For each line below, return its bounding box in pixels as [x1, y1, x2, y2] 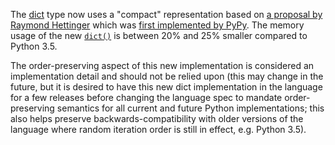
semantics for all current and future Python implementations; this [56, 102, 325, 114]
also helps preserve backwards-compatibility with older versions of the [10, 113, 304, 124]
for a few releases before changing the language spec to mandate [10, 92, 283, 103]
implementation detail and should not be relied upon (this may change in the [10, 70, 324, 82]
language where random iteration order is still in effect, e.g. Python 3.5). [10, 124, 307, 135]
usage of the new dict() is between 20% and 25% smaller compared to [10, 30, 308, 41]
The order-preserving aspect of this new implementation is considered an [10, 60, 315, 71]
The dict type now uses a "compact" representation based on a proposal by [10, 9, 323, 20]
